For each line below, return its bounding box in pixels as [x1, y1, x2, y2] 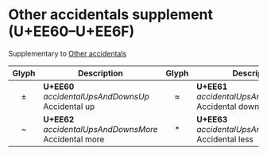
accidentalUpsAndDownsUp [43, 91, 149, 102]
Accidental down [195, 101, 260, 112]
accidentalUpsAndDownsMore [43, 123, 158, 134]
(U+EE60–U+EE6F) [8, 22, 135, 41]
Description [78, 68, 123, 79]
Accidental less [195, 134, 254, 145]
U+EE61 [195, 81, 228, 92]
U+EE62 [43, 114, 75, 125]
